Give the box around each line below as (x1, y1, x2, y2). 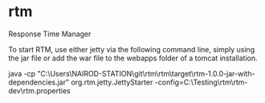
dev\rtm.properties (8, 85, 71, 95)
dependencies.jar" (8, 77, 70, 87)
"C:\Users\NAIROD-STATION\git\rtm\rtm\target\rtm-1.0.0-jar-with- (37, 68, 255, 78)
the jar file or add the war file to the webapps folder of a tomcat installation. (8, 53, 259, 63)
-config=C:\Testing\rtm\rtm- (154, 77, 248, 87)
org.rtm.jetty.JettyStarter (71, 77, 153, 87)
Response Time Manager (8, 29, 92, 39)
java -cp (8, 68, 36, 78)
